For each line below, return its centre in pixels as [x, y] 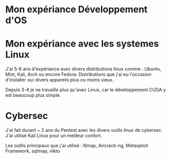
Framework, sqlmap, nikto [33, 151]
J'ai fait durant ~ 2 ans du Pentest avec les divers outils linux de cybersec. [84, 130]
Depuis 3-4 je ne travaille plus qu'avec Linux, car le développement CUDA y [85, 90]
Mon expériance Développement [77, 9]
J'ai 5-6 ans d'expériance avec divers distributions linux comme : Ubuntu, [83, 69]
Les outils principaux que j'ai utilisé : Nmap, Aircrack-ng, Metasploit [77, 146]
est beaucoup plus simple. [33, 95]
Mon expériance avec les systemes [82, 44]
